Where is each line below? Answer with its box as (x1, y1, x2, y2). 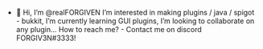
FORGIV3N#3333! (15, 33, 76, 43)
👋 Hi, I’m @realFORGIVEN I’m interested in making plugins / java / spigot (15, 8, 255, 17)
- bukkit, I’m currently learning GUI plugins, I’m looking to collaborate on (15, 16, 255, 26)
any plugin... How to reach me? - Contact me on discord (15, 25, 203, 34)
